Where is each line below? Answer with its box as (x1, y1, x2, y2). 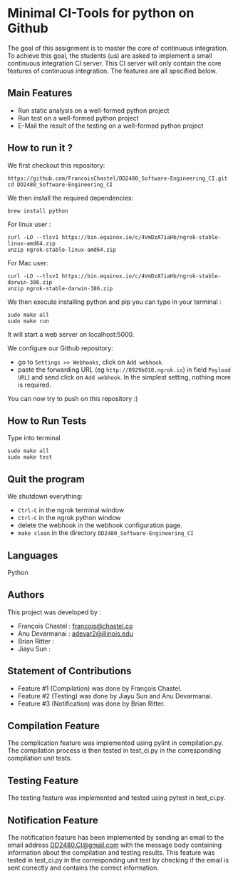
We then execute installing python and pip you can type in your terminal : (7, 298, 222, 306)
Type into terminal (7, 434, 61, 442)
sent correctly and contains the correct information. (7, 863, 159, 872)
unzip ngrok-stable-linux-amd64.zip (7, 246, 116, 253)
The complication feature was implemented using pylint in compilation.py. (7, 738, 224, 747)
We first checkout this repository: (7, 161, 105, 169)
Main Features (7, 87, 73, 99)
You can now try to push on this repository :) (7, 394, 138, 402)
